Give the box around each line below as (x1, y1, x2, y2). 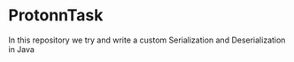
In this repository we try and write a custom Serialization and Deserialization (8, 35, 286, 45)
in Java (8, 43, 35, 54)
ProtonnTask (8, 5, 104, 26)
